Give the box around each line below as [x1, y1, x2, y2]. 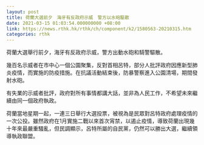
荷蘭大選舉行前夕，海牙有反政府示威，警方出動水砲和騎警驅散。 [6, 49, 166, 56]
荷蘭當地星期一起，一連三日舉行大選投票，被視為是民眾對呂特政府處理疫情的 [6, 110, 198, 117]
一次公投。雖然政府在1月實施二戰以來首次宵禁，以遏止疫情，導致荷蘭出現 [6, 117, 189, 124]
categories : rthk [6, 31, 50, 37]
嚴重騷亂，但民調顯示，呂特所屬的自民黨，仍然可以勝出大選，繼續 [27, 125, 192, 132]
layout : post [6, 8, 39, 15]
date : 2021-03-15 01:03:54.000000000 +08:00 [6, 20, 121, 26]
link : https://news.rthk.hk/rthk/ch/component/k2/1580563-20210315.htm [6, 25, 191, 32]
